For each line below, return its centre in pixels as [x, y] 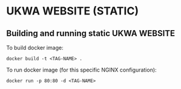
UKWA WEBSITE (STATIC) [73, 11]
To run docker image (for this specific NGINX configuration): [81, 70]
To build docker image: [35, 48]
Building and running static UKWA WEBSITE [91, 33]
